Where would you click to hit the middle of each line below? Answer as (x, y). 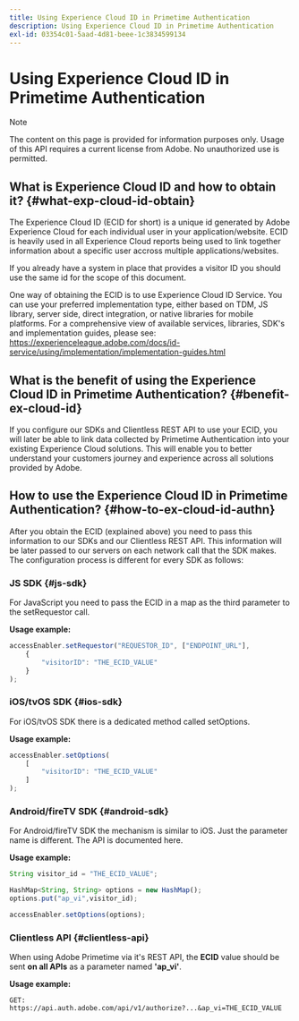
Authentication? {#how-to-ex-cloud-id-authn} (142, 510)
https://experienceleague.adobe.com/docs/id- (95, 343)
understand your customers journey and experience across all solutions (142, 458)
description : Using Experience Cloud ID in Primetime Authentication (142, 26)
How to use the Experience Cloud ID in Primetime (149, 496)
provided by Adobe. (46, 467)
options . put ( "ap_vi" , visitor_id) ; (74, 899)
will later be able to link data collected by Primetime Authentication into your (149, 438)
